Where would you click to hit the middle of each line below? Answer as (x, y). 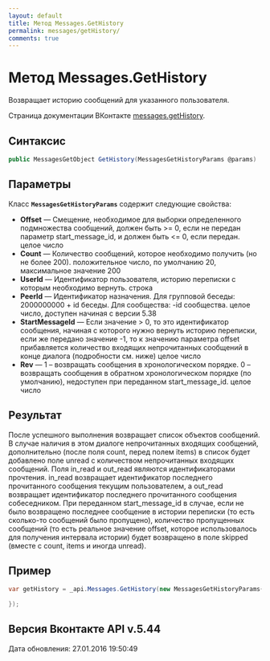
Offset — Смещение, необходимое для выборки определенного (131, 219)
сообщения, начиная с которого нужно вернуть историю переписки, (138, 330)
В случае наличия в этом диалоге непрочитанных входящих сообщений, (133, 443)
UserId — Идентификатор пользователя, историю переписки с (128, 279)
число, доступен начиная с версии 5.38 (88, 313)
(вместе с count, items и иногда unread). (78, 545)
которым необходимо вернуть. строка (86, 288)
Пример (30, 571)
